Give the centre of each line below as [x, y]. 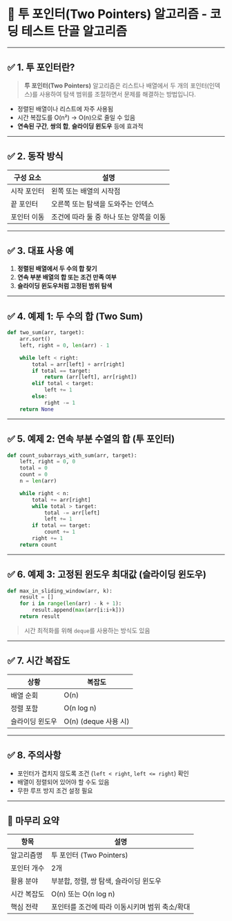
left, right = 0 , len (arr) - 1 [65, 345]
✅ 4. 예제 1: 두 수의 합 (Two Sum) [75, 316]
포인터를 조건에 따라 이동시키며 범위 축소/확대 [120, 907]
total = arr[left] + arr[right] [79, 364]
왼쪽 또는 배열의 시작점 [86, 191]
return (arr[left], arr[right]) [90, 377]
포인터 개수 [28, 869]
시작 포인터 [28, 191]
